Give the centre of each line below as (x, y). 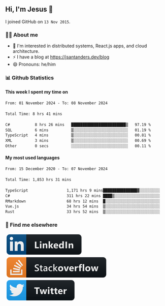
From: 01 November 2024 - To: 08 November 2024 (57, 103)
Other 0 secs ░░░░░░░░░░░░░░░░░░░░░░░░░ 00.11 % (78, 146)
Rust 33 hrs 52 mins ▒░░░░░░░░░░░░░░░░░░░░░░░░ (82, 212)
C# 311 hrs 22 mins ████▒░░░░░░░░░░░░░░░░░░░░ (82, 196)
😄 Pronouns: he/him (34, 65)
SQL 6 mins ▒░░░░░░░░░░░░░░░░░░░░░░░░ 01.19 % (78, 130)
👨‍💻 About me (22, 35)
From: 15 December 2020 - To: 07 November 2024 (57, 169)
